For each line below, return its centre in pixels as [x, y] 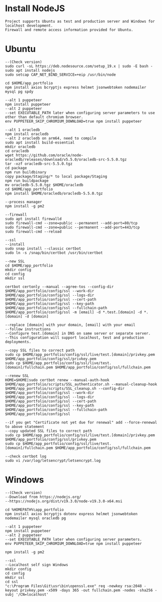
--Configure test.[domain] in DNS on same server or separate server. [78, 333]
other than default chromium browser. [44, 117]
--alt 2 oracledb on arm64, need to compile [51, 138]
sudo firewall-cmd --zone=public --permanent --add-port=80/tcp [71, 223]
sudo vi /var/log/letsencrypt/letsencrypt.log [53, 460]
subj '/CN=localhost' [27, 594]
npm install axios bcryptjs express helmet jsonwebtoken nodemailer [76, 87]
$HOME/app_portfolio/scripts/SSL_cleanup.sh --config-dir [65, 388]
